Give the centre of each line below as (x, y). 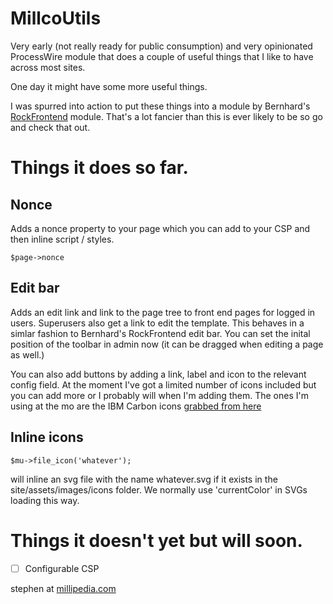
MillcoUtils (56, 18)
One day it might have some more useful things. (109, 86)
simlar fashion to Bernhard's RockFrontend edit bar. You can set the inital (160, 333)
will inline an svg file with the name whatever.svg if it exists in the (144, 479)
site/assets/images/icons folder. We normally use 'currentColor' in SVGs (159, 489)
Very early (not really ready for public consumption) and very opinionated (161, 46)
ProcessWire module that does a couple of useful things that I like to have (162, 56)
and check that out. (50, 127)
